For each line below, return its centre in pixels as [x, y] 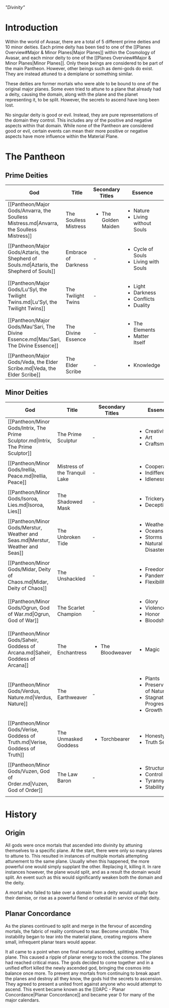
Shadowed [70, 502]
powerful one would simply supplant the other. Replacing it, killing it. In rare [83, 866]
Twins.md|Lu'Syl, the [32, 302]
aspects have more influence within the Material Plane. [62, 136]
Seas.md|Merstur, [29, 540]
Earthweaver [72, 697]
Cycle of [143, 249]
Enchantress [72, 652]
